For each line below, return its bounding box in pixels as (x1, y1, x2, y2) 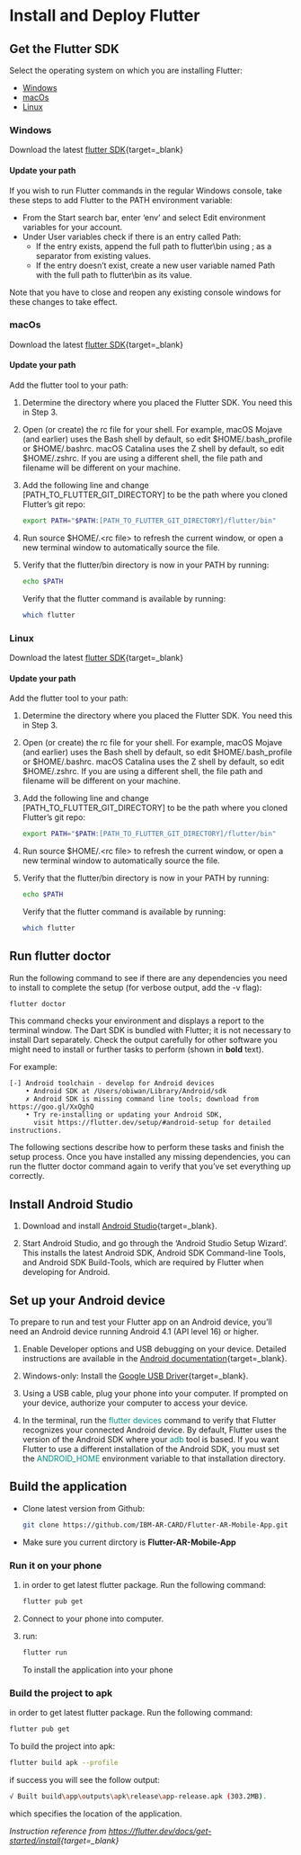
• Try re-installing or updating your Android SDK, (25, 1110, 223, 1119)
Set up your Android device (9, 1292, 166, 1308)
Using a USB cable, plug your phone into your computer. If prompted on (22, 1388, 288, 1399)
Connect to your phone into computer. (22, 1613, 164, 1624)
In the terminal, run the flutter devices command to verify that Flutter (22, 1415, 277, 1426)
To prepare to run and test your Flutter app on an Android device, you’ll (9, 1316, 272, 1327)
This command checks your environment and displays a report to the (9, 1015, 265, 1026)
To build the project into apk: (9, 1741, 116, 1752)
